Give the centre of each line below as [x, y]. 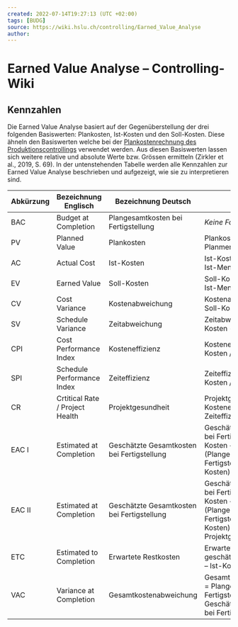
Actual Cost [76, 263]
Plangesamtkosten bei [146, 218]
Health [68, 417]
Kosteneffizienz [135, 349]
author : [19, 34]
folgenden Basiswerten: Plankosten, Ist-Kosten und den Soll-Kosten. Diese [116, 135]
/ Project [70, 407]
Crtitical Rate [78, 399]
